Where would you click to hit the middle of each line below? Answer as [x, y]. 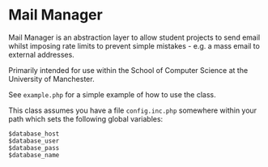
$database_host [34, 134]
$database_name [34, 155]
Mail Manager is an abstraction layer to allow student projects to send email [134, 37]
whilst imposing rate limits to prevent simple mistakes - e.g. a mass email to [134, 45]
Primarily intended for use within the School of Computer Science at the [128, 70]
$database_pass [34, 148]
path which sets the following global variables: [86, 118]
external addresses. [41, 54]
